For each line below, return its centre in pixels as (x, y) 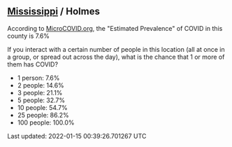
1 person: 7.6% (38, 78)
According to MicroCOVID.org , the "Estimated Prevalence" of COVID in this (115, 28)
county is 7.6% (29, 36)
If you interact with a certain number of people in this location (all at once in (116, 49)
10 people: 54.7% (42, 107)
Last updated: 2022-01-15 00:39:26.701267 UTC (77, 136)
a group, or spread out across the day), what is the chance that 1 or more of (116, 57)
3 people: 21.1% (40, 92)
